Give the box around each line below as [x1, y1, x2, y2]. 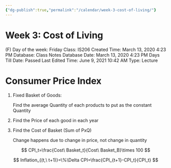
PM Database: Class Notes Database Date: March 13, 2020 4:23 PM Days [5, 52, 160, 58]
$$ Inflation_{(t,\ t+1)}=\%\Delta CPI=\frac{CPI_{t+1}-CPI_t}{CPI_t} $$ [13, 157, 158, 163]
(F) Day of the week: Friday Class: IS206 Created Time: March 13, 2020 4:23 [5, 46, 166, 53]
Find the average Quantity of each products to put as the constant [12, 102, 152, 108]
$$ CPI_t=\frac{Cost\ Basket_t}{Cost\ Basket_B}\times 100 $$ [21, 147, 151, 153]
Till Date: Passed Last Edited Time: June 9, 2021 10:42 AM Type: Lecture [5, 57, 158, 63]
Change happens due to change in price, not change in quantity [12, 137, 147, 143]
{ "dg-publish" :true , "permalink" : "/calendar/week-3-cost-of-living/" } [5, 7, 157, 13]
